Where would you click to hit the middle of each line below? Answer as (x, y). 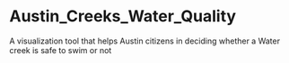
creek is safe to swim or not (61, 50)
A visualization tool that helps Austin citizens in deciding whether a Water (145, 41)
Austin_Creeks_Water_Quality (123, 16)
